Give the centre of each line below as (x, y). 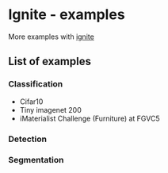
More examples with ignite (52, 37)
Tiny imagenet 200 (50, 110)
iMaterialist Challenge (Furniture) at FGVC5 (90, 118)
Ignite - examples (67, 15)
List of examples (50, 62)
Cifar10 (31, 102)
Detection (28, 139)
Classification (36, 84)
